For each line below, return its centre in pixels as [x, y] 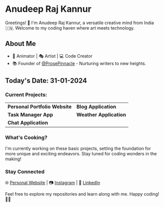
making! [13, 159]
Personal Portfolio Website [40, 107]
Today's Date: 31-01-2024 [46, 81]
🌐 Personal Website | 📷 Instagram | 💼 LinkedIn [52, 183]
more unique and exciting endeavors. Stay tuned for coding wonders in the [81, 153]
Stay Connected [25, 172]
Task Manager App [30, 115]
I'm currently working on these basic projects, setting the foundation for [78, 148]
